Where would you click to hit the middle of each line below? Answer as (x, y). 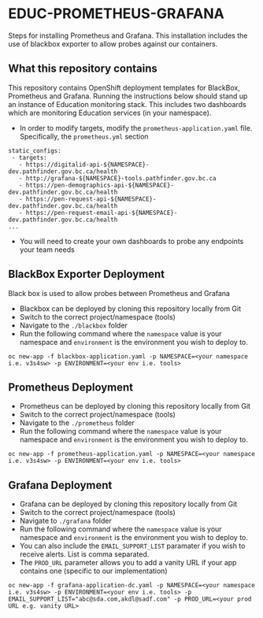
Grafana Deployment (60, 485)
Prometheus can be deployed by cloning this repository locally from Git (135, 406)
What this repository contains (83, 69)
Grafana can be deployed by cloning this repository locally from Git (128, 504)
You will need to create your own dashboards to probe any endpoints (131, 241)
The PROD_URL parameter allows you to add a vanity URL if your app (128, 563)
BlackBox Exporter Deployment (87, 274)
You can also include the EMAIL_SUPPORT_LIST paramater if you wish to (132, 546)
